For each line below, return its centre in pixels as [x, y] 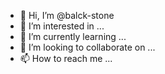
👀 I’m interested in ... [62, 26]
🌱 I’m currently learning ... [73, 36]
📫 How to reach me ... [66, 58]
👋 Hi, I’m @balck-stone [67, 15]
